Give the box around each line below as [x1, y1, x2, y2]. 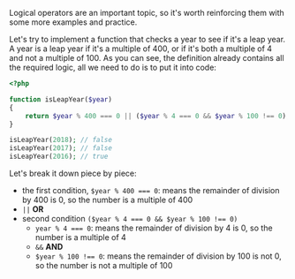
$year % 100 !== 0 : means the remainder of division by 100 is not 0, [34, 251, 283, 261]
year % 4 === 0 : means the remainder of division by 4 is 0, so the [34, 222, 273, 233]
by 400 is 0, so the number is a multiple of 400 [21, 194, 193, 205]
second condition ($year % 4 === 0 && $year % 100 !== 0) [21, 214, 238, 223]
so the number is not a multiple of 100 [34, 260, 173, 270]
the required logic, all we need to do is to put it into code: [9, 62, 216, 72]
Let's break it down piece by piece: [9, 168, 137, 178]
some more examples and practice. [9, 17, 138, 27]
